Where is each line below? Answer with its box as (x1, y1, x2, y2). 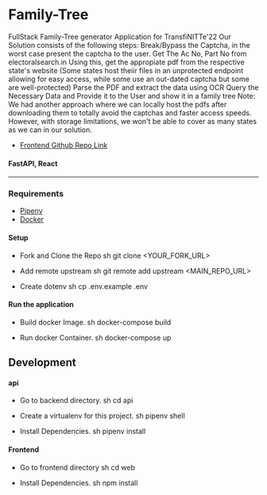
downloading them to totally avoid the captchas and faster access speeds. (8, 107, 252, 117)
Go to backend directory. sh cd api (19, 396, 133, 405)
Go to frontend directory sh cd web (19, 462, 135, 472)
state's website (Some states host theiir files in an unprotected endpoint (8, 65, 244, 75)
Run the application (8, 300, 74, 310)
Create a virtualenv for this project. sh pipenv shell (19, 411, 185, 421)
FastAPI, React (8, 158, 58, 168)
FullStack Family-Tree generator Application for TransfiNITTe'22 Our (8, 32, 232, 41)
